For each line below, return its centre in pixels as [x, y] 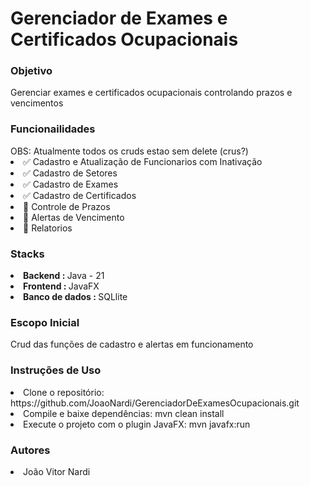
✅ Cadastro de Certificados [80, 195]
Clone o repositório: [64, 392]
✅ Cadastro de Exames [71, 184]
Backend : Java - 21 [64, 276]
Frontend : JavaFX [61, 286]
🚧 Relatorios [48, 228]
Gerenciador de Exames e [119, 18]
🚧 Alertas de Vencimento [74, 217]
